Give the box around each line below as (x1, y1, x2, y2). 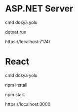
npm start (5, 91, 25, 97)
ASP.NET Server (5, 3, 74, 14)
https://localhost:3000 (5, 101, 51, 107)
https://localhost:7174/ (5, 38, 51, 45)
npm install (5, 82, 28, 88)
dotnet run (5, 29, 27, 35)
